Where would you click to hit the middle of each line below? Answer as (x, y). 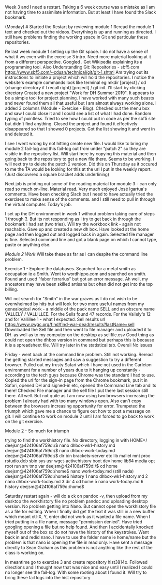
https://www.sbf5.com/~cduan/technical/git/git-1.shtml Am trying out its (77, 72)
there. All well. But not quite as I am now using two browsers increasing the (80, 396)
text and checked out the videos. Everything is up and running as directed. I (81, 32)
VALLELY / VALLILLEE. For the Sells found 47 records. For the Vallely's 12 (78, 314)
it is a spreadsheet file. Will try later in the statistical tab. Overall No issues (79, 345)
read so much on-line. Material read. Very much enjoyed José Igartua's (76, 189)
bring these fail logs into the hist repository (48, 577)
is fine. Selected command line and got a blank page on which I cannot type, (81, 239)
